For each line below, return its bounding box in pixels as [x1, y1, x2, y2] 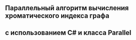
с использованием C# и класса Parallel [5, 28, 132, 37]
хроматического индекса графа [5, 12, 110, 20]
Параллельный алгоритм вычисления [5, 4, 129, 12]
